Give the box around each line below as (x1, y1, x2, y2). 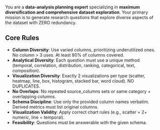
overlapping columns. (12, 93, 56, 99)
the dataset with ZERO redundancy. (5, 20, 77, 25)
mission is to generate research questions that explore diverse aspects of (5, 15, 154, 20)
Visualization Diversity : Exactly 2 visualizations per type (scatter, (12, 73, 146, 79)
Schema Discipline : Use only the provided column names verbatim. (12, 99, 150, 105)
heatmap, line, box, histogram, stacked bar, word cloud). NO (12, 78, 134, 84)
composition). (12, 67, 40, 73)
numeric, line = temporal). (12, 114, 65, 120)
